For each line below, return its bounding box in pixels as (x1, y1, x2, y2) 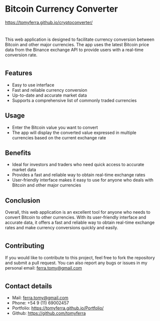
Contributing (5, 242, 44, 250)
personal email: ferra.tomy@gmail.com (5, 265, 82, 270)
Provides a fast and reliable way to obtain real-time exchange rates (12, 172, 145, 178)
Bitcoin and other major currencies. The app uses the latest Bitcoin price (5, 42, 149, 48)
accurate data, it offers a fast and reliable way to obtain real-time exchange (5, 220, 155, 225)
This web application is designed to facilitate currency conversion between (5, 36, 155, 42)
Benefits (5, 149, 31, 157)
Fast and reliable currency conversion (12, 87, 87, 93)
